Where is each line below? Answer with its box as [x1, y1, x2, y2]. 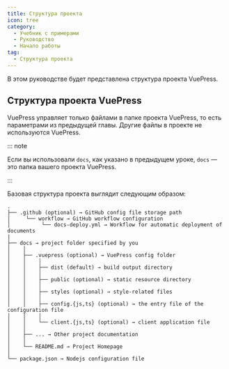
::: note [7, 141, 28, 150]
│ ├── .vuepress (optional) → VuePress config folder [7, 251, 176, 258]
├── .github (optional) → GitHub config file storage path [7, 209, 182, 216]
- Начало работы [13, 42, 61, 49]
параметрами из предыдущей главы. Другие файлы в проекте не [7, 120, 203, 129]
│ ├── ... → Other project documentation [7, 331, 139, 338]
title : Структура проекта [7, 10, 82, 17]
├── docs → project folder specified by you [7, 240, 139, 246]
